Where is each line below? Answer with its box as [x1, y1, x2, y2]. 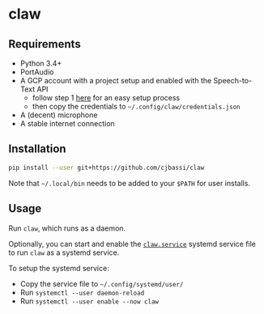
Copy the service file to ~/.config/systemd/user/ [19, 278, 184, 288]
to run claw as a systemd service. [8, 248, 120, 257]
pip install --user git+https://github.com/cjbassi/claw [8, 163, 205, 172]
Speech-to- [213, 76, 253, 85]
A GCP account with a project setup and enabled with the [19, 76, 212, 85]
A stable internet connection [19, 119, 115, 128]
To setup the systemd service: [8, 263, 109, 273]
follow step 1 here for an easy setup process [32, 93, 181, 102]
